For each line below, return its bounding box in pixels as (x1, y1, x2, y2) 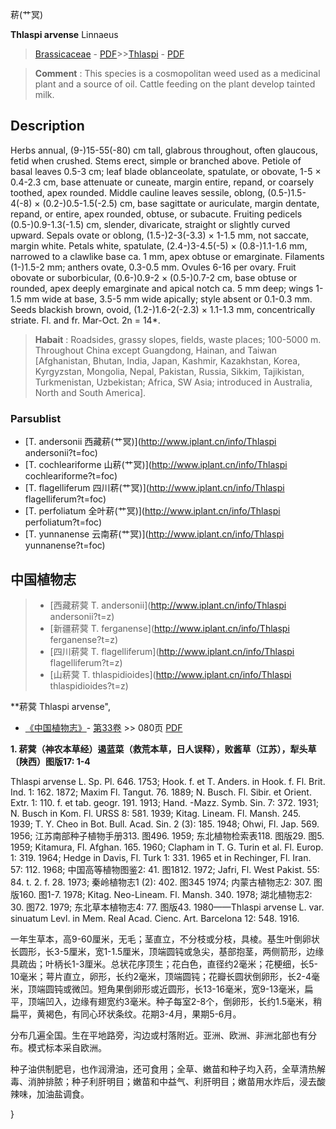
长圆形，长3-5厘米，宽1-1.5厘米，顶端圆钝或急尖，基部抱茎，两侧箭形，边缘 (10, 945, 325, 957)
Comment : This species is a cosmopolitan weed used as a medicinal (34, 68, 321, 79)
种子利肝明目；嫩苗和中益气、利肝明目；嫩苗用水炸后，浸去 (71, 1075, 317, 1087)
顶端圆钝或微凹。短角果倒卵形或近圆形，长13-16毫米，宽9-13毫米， (27, 983, 305, 995)
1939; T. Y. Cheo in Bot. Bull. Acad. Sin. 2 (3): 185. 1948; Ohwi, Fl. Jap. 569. (10, 818, 320, 830)
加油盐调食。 (36, 1088, 90, 1100)
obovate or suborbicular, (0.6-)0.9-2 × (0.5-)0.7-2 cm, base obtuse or (10, 271, 298, 283)
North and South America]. (34, 386, 147, 398)
